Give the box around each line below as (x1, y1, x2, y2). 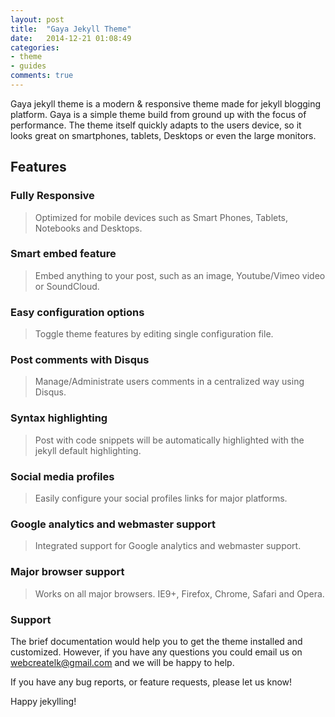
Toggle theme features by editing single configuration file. (34, 328, 274, 340)
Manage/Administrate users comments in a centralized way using (34, 376, 305, 388)
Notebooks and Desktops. (34, 222, 143, 234)
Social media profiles (10, 469, 115, 483)
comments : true (10, 71, 74, 81)
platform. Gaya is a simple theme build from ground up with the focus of (10, 108, 307, 120)
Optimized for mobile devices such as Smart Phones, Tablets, (34, 211, 289, 223)
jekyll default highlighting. (34, 444, 142, 456)
